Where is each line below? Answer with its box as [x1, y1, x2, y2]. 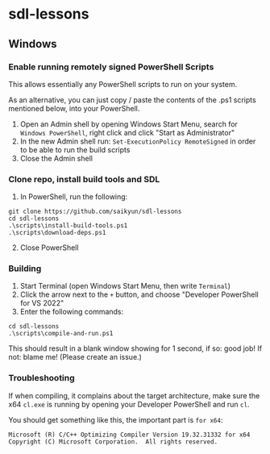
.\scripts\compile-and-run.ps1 [8, 330, 114, 338]
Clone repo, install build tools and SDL [8, 173, 160, 185]
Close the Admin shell [19, 153, 93, 163]
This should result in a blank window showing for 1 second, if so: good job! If [8, 344, 263, 353]
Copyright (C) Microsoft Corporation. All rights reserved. [8, 437, 218, 446]
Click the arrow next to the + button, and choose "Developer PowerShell [19, 289, 260, 299]
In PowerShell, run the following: [19, 192, 128, 202]
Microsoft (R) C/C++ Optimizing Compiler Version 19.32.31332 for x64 [8, 431, 251, 439]
